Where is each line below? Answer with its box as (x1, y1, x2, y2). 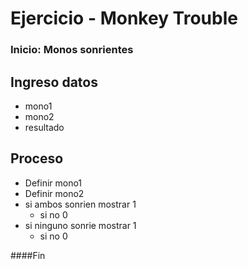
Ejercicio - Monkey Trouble (10, 7, 238, 30)
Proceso (10, 150, 64, 167)
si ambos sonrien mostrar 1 (24, 198, 137, 210)
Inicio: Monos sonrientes (10, 43, 134, 57)
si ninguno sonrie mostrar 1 (24, 219, 137, 231)
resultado (24, 121, 65, 133)
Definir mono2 (24, 187, 85, 199)
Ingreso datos (10, 73, 98, 91)
